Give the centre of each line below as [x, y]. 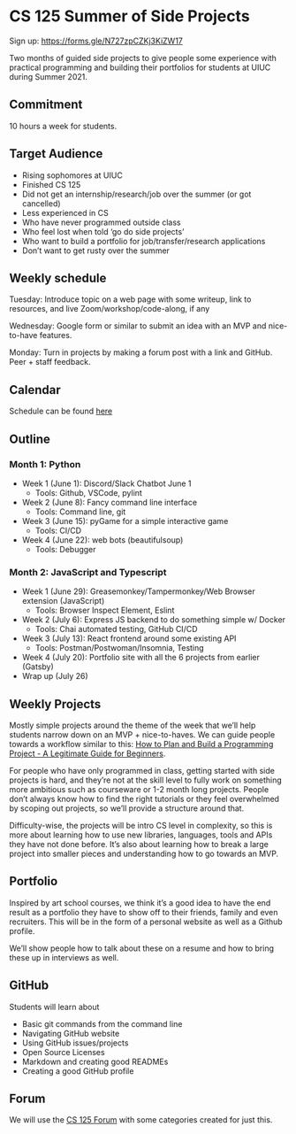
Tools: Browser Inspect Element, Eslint [105, 610]
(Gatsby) [38, 667]
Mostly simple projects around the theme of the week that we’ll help [133, 725]
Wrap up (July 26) [55, 676]
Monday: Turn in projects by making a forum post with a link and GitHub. [141, 352]
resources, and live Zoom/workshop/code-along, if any [110, 309]
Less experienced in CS [65, 212]
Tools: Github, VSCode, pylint [89, 492]
